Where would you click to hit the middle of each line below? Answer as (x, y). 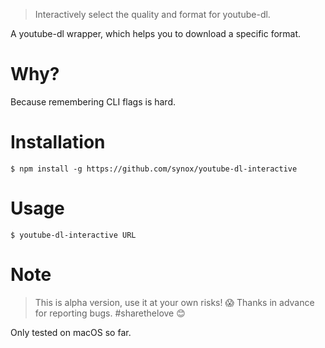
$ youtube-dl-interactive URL (73, 235)
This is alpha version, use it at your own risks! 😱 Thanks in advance (174, 302)
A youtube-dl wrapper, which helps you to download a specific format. (156, 33)
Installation (58, 142)
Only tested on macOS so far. (71, 332)
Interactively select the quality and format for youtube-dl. (152, 14)
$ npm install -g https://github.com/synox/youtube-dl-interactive (154, 169)
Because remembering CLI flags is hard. (93, 101)
